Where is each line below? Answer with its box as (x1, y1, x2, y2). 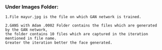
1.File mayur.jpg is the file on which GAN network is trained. (5, 15, 142, 20)
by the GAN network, (5, 27, 48, 32)
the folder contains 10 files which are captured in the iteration (5, 32, 149, 37)
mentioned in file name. (5, 36, 57, 41)
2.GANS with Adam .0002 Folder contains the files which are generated (5, 23, 157, 28)
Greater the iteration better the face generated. (5, 40, 113, 45)
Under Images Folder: (5, 3, 59, 10)
